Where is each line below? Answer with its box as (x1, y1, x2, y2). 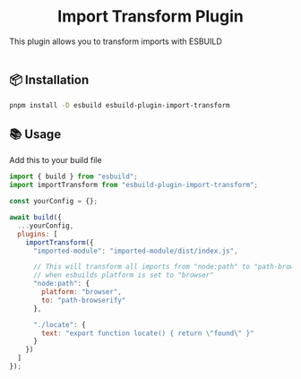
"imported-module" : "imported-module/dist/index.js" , (32, 246, 239, 255)
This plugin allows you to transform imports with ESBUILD (9, 36, 222, 47)
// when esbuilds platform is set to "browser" (32, 271, 215, 280)
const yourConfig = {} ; (9, 197, 99, 206)
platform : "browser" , (41, 288, 123, 297)
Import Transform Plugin (57, 6, 244, 27)
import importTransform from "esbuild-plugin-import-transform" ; (9, 181, 258, 190)
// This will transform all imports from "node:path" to (32, 263, 251, 271)
